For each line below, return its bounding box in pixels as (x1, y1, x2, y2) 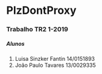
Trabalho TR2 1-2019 (6, 25, 68, 34)
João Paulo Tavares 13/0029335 (14, 61, 97, 69)
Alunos (6, 40, 25, 47)
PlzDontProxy (6, 4, 77, 17)
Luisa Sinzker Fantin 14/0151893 (14, 55, 95, 63)
